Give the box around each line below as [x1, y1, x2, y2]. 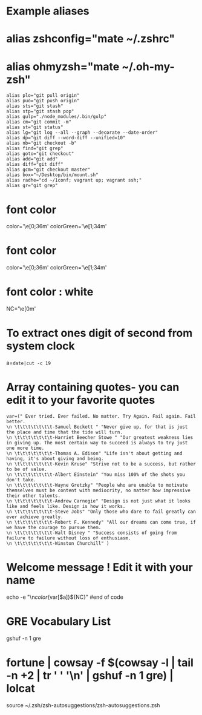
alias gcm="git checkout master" [6, 166, 91, 173]
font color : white [6, 285, 94, 299]
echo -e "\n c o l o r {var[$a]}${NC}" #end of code [6, 593, 124, 601]
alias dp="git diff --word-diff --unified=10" [6, 135, 126, 141]
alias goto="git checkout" [6, 151, 74, 157]
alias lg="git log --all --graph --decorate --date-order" [6, 130, 158, 136]
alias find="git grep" [6, 145, 64, 152]
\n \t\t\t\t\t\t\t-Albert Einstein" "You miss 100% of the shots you [6, 472, 186, 478]
